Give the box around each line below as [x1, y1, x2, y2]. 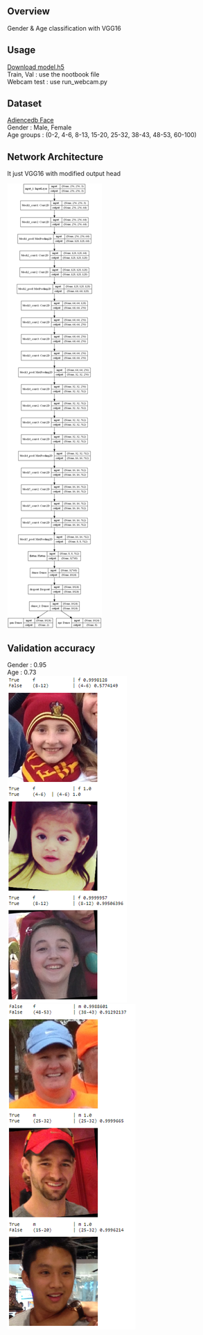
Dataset [7, 97, 42, 110]
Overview [7, 6, 51, 17]
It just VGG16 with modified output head [7, 170, 121, 178]
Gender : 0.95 [7, 661, 47, 669]
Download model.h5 [7, 63, 64, 71]
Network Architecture [7, 151, 104, 163]
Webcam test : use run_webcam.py [7, 77, 107, 86]
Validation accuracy [7, 642, 96, 654]
